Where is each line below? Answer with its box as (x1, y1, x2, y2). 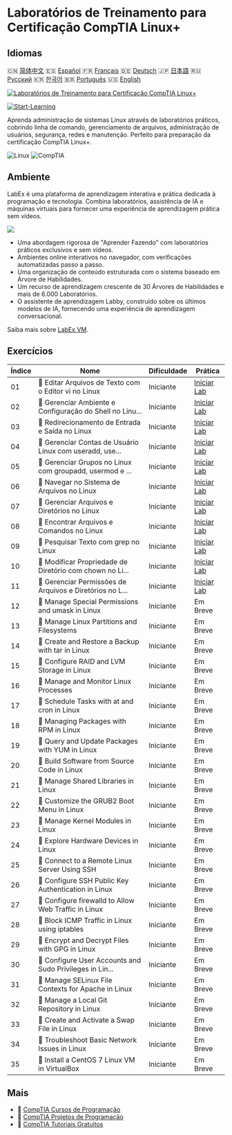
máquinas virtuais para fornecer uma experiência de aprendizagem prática (7, 204, 220, 213)
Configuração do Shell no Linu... (37, 406, 142, 416)
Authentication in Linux (37, 884, 113, 894)
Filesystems (37, 625, 77, 635)
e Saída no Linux (37, 426, 92, 436)
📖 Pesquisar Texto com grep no (37, 537, 140, 547)
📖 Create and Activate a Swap (37, 1015, 135, 1025)
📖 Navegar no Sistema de (37, 477, 121, 486)
